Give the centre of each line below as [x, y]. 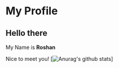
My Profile [32, 11]
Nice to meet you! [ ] [59, 59]
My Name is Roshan [31, 47]
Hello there [27, 33]
